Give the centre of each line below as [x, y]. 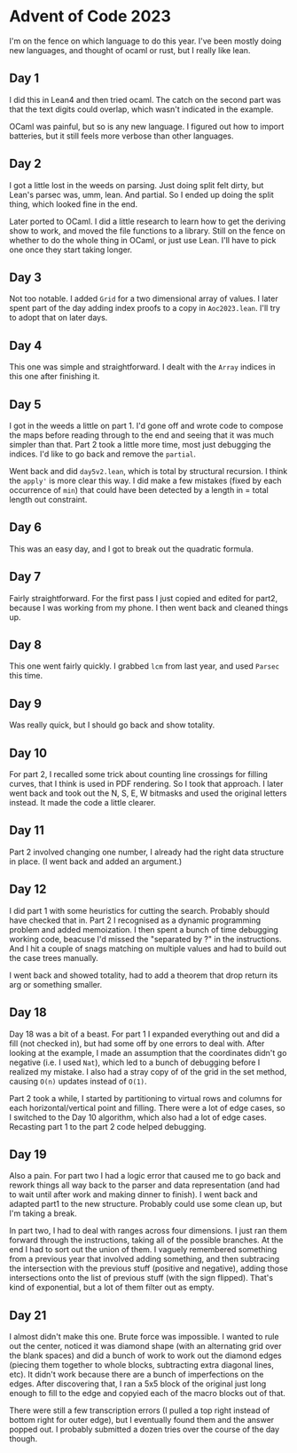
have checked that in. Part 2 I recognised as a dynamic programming [135, 920]
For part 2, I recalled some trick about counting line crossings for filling [139, 774]
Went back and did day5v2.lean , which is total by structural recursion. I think [148, 471]
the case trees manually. [54, 957]
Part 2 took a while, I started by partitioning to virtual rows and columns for [146, 1098]
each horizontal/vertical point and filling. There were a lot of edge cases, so [147, 1108]
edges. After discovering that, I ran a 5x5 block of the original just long [138, 1384]
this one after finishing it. [55, 377]
